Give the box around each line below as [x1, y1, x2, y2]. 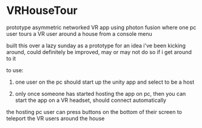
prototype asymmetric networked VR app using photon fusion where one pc [6, 24, 197, 31]
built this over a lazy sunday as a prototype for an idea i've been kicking [6, 42, 186, 49]
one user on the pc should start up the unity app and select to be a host [15, 78, 195, 86]
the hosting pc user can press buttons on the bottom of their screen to [6, 108, 182, 115]
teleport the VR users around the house [6, 115, 105, 122]
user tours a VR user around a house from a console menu [6, 30, 153, 37]
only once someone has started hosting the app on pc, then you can [15, 90, 186, 97]
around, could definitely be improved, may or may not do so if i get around [6, 48, 192, 55]
